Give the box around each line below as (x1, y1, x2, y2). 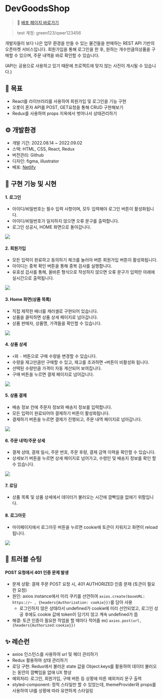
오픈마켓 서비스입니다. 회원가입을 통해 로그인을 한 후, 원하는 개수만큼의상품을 (5, 46, 151, 52)
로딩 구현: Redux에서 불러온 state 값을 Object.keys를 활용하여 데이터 (12, 663, 144, 669)
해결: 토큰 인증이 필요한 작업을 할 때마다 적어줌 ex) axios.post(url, (12, 618, 142, 624)
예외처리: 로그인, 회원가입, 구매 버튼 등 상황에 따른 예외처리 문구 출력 (12, 675, 142, 681)
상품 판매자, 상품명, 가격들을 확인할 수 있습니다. (12, 320, 102, 326)
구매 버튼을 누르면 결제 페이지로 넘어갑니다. (12, 371, 94, 377)
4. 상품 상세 (5, 341, 27, 348)
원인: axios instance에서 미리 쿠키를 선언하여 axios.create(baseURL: (12, 593, 145, 599)
